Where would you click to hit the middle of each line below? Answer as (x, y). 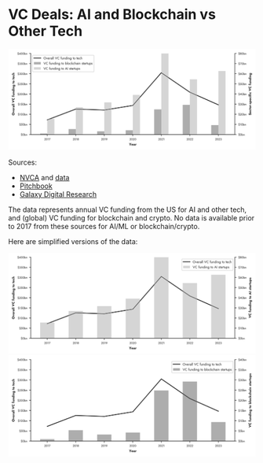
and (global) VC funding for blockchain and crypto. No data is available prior (131, 218)
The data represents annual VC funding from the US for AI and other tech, (128, 209)
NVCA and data (44, 178)
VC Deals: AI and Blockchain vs (112, 15)
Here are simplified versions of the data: (73, 242)
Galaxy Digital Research (58, 194)
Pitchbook (36, 186)
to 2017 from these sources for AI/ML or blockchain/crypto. (104, 227)
